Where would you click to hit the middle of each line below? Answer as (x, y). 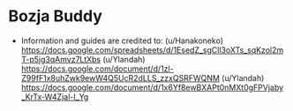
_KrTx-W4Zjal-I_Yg (55, 96)
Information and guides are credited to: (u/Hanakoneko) (122, 41)
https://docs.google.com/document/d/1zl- (97, 69)
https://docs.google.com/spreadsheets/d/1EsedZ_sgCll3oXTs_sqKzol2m (152, 49)
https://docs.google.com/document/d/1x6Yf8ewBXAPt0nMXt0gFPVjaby (152, 87)
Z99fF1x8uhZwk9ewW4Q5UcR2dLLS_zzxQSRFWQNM (120, 78)
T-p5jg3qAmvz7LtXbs (61, 59)
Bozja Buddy (56, 16)
